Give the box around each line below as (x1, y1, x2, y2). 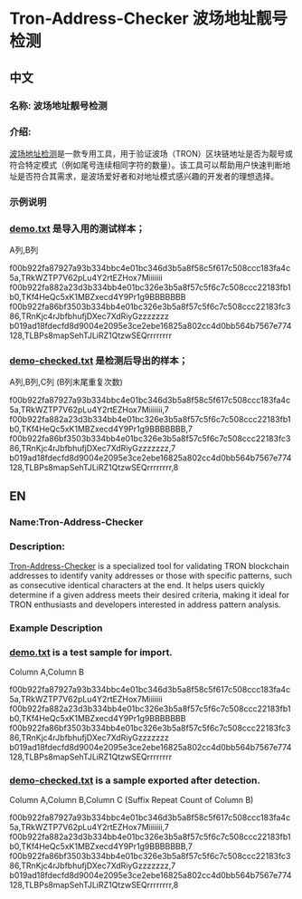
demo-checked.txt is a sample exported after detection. (9, 774, 260, 787)
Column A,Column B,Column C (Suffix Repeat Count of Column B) (9, 795, 254, 806)
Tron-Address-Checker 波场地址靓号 (9, 8, 288, 29)
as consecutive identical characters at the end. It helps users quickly (9, 579, 265, 590)
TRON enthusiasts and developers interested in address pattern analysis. (9, 599, 282, 610)
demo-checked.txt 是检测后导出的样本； (9, 354, 188, 367)
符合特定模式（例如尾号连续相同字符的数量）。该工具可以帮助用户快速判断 (9, 159, 283, 170)
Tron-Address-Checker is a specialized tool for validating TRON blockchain (9, 560, 289, 571)
